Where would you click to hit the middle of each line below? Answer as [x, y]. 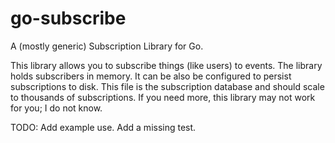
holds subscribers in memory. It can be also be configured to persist [151, 76]
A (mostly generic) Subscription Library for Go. [107, 46]
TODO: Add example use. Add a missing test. [103, 127]
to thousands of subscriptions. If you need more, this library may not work [163, 97]
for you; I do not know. [56, 108]
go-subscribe [68, 18]
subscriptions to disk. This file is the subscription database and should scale [167, 86]
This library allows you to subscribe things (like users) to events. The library [166, 65]
